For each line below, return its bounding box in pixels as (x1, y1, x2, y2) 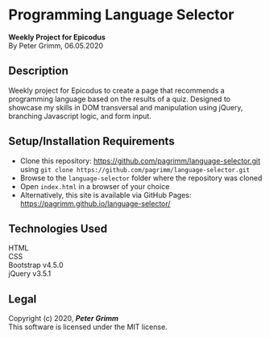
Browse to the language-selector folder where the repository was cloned (19, 173, 263, 183)
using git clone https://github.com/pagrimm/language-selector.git (19, 164, 250, 174)
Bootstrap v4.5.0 (8, 260, 64, 270)
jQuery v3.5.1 (8, 269, 52, 278)
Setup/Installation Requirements (8, 134, 175, 148)
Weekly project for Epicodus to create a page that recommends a (8, 85, 225, 95)
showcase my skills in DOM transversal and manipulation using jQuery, (8, 102, 243, 112)
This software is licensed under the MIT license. (8, 322, 168, 332)
